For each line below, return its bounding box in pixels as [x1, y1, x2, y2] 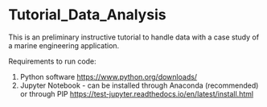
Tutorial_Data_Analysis [8, 6, 166, 24]
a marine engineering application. [8, 40, 120, 50]
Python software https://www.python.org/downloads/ [19, 72, 198, 81]
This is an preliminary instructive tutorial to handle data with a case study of [8, 32, 260, 42]
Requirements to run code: [8, 56, 97, 66]
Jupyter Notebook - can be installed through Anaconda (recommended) [19, 80, 259, 90]
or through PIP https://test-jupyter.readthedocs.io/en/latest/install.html [19, 88, 254, 98]
